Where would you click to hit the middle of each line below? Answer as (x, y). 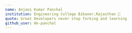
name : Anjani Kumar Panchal (34, 9)
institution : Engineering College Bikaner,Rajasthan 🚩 (63, 14)
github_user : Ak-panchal (31, 23)
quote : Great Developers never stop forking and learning (66, 18)
